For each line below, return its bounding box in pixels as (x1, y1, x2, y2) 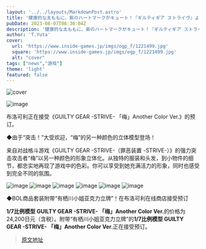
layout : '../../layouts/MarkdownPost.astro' (6, 9, 122, 15)
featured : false (6, 72, 48, 78)
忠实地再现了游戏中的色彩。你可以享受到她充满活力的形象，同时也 (22, 162, 189, 169)
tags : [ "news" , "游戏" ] (6, 60, 63, 66)
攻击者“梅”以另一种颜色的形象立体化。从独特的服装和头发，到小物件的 (11, 155, 189, 162)
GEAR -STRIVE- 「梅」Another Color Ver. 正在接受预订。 (6, 223, 151, 231)
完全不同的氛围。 (11, 170, 55, 177)
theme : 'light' (6, 66, 45, 72)
